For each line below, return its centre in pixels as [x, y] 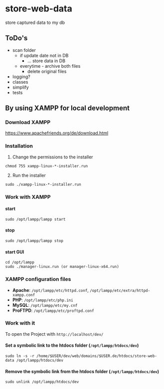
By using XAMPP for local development [67, 108]
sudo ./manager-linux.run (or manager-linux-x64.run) [62, 267]
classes [20, 82]
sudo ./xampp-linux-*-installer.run [43, 184]
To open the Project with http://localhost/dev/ [54, 334]
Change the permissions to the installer [53, 157]
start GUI [15, 252]
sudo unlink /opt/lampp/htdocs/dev [42, 382]
